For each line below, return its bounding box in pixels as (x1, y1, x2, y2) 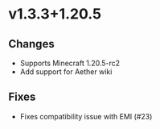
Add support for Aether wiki (19, 67, 113, 77)
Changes (8, 37, 55, 51)
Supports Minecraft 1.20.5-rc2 (19, 58, 121, 68)
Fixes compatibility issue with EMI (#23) (19, 111, 153, 121)
